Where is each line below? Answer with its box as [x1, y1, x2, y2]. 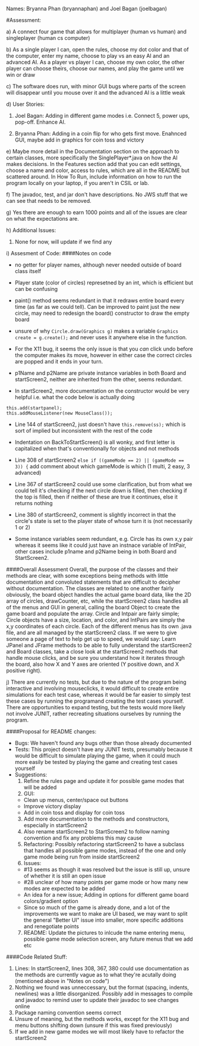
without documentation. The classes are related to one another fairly [6, 585, 174, 591]
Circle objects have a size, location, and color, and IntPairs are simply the [6, 616, 185, 624]
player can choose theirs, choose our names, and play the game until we [6, 65, 184, 72]
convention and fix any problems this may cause [23, 834, 143, 841]
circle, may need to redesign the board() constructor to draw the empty [14, 309, 190, 317]
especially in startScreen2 [23, 822, 88, 829]
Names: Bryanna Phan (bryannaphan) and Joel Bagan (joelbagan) [6, 5, 168, 12]
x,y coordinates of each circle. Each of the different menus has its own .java [6, 623, 192, 630]
